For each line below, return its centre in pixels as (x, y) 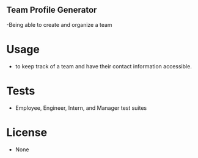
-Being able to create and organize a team (59, 24)
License (27, 132)
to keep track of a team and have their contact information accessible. (104, 66)
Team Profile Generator (52, 10)
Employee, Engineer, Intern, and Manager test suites (81, 108)
